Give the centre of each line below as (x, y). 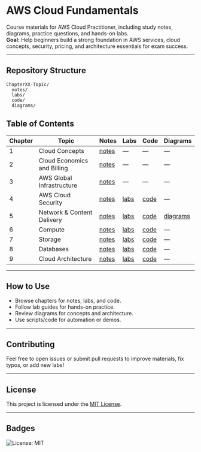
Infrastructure (58, 185)
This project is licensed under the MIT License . (64, 404)
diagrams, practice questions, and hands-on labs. (67, 33)
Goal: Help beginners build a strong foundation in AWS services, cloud (93, 40)
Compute (51, 230)
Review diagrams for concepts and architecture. (74, 314)
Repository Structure (46, 70)
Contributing (31, 344)
